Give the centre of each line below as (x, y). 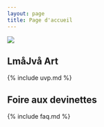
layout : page (26, 14)
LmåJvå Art (33, 61)
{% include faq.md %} (39, 117)
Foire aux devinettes (52, 100)
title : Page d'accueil (40, 20)
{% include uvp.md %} (40, 78)
